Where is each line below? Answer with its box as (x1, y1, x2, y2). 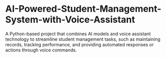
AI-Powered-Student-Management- (5, 3, 162, 15)
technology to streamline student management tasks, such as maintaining (5, 36, 161, 42)
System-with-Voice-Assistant (5, 14, 135, 25)
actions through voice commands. (5, 47, 77, 53)
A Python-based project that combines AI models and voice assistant (5, 31, 151, 37)
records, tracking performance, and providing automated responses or (5, 41, 154, 47)
